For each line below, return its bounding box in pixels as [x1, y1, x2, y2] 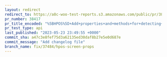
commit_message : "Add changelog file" [4, 40, 85, 45]
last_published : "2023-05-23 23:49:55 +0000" [4, 30, 101, 35]
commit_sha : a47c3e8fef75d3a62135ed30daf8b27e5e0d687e [4, 35, 121, 40]
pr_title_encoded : [4, 21, 43, 26]
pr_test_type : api [4, 26, 43, 31]
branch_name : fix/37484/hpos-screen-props [4, 44, 94, 49]
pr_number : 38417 [4, 16, 41, 21]
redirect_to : [4, 12, 32, 17]
